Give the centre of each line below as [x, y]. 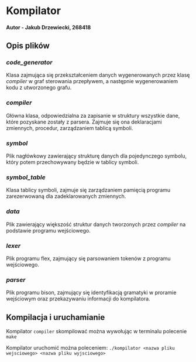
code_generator [29, 63]
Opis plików [28, 46]
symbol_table [26, 177]
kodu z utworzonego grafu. [39, 88]
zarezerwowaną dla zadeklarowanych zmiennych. [66, 196]
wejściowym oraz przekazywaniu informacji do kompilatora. [78, 299]
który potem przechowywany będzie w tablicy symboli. [73, 162]
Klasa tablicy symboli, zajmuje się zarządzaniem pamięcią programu [88, 190]
